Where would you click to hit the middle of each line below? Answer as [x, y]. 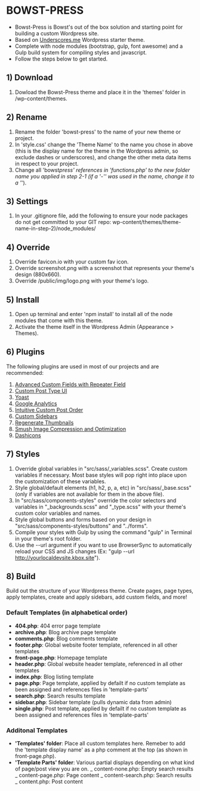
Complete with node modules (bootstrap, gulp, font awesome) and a [99, 46]
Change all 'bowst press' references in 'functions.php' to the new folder [102, 170]
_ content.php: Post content [49, 781]
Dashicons [28, 435]
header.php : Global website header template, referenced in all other [99, 664]
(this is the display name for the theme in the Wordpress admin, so [96, 151]
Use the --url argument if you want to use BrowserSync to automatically [103, 545]
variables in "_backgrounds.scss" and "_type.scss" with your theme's [100, 507]
